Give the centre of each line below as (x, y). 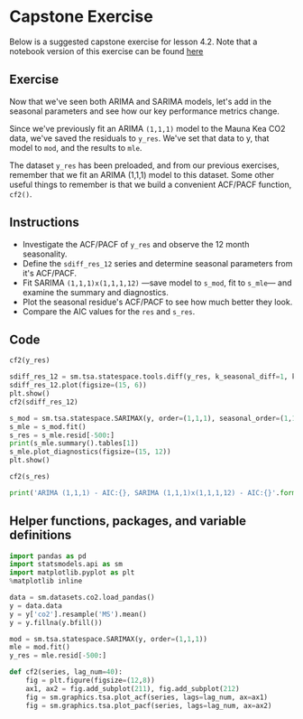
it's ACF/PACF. (50, 273)
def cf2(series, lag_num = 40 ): (66, 672)
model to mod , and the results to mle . (76, 147)
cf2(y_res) (30, 360)
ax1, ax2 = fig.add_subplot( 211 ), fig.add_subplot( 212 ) (133, 688)
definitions (41, 535)
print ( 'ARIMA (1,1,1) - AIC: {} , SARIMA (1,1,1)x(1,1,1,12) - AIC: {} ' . (145, 493)
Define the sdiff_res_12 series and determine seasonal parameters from (157, 263)
